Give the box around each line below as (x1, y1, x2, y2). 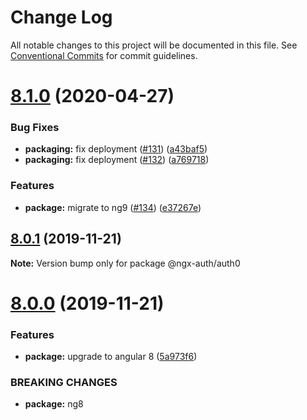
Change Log (10, 6, 113, 29)
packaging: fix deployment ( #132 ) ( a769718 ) (24, 154, 210, 166)
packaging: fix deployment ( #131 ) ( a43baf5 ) (24, 143, 208, 155)
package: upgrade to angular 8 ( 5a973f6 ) (24, 351, 198, 363)
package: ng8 (24, 398, 84, 410)
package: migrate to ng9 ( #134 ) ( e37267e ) (24, 201, 202, 213)
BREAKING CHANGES (10, 375, 118, 389)
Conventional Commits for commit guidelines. (10, 49, 198, 61)
